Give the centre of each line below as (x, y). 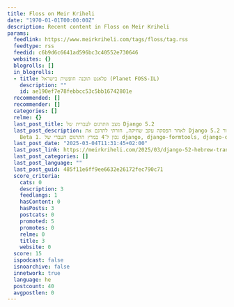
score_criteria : (37, 176)
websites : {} (32, 59)
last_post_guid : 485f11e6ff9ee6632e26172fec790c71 (88, 169)
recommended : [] (37, 98)
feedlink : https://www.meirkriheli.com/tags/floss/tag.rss (101, 40)
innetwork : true (37, 273)
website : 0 (36, 247)
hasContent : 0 (40, 202)
